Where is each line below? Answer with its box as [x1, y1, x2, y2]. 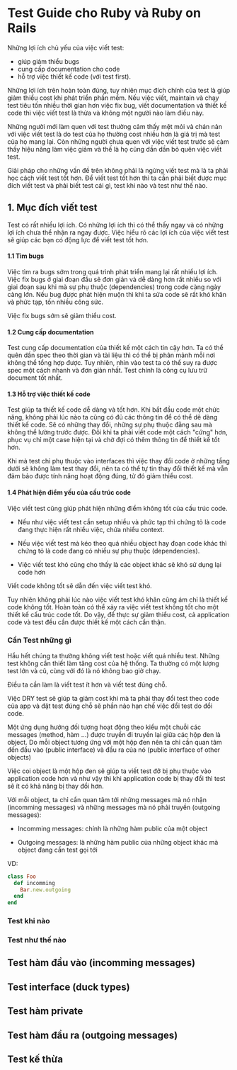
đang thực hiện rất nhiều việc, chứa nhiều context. [17, 525, 165, 534]
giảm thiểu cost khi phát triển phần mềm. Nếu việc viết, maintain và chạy [7, 94, 219, 102]
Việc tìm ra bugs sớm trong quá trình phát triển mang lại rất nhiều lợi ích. [7, 267, 218, 276]
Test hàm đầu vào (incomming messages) [7, 957, 196, 969]
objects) [7, 753, 32, 761]
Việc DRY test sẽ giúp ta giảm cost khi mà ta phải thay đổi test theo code [7, 694, 219, 702]
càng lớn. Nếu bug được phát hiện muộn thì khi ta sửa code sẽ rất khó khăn [7, 290, 226, 298]
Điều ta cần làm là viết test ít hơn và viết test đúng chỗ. [7, 680, 168, 689]
